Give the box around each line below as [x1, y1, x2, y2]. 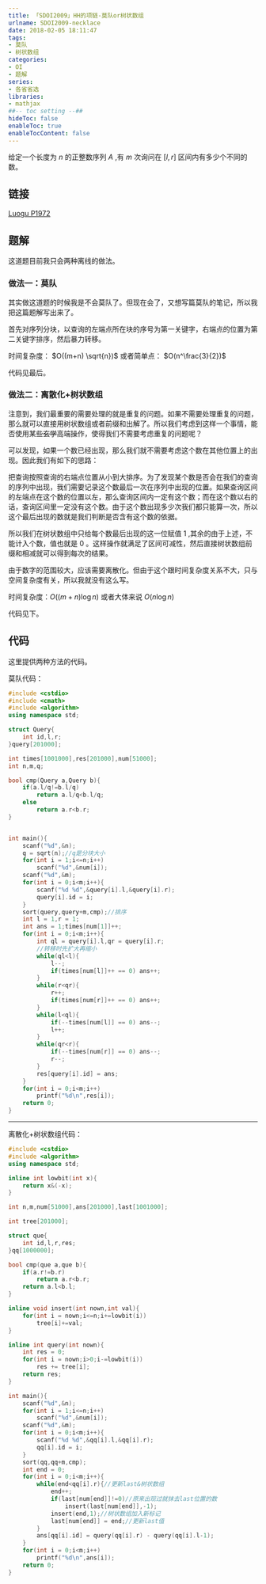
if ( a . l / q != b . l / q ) [22, 784, 80, 792]
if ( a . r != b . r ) [22, 1268, 66, 1276]
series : [8, 78, 34, 85]
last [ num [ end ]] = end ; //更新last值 [50, 1517, 165, 1525]
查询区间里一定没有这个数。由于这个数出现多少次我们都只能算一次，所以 [21, 502, 258, 511]
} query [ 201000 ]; [8, 740, 62, 748]
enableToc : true [8, 122, 62, 130]
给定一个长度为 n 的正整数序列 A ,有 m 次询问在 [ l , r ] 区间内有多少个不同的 [8, 152, 248, 161]
